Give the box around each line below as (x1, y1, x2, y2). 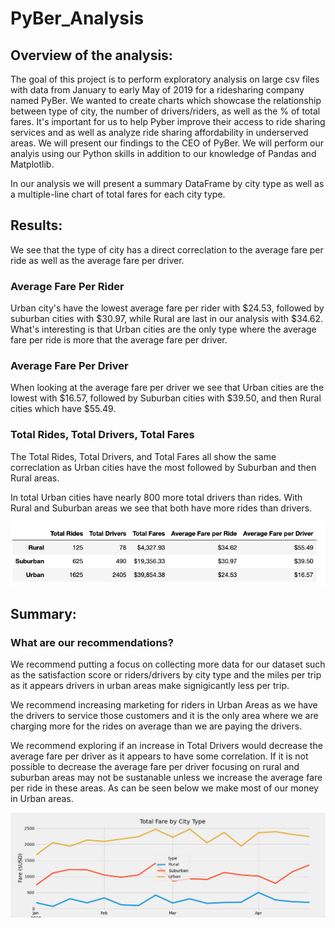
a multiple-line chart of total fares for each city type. (10, 188, 226, 200)
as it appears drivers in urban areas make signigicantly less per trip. (10, 680, 290, 692)
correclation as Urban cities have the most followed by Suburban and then (10, 461, 317, 473)
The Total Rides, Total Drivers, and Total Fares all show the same (10, 450, 277, 462)
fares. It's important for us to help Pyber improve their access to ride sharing (10, 116, 326, 127)
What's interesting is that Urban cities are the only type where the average (10, 323, 317, 336)
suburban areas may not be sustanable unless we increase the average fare (10, 772, 323, 784)
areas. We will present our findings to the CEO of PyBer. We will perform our (10, 137, 325, 149)
